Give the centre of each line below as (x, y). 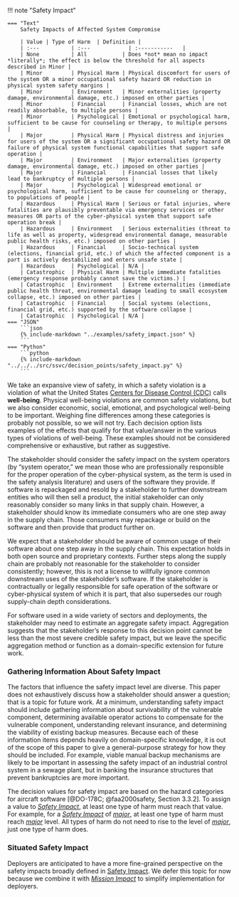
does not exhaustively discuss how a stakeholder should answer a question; (119, 695)
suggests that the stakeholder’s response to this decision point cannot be (115, 630)
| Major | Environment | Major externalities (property (121, 160)
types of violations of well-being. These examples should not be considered (119, 438)
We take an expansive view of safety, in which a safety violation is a (107, 385)
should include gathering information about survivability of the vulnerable (115, 710)
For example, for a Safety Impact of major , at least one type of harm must (116, 814)
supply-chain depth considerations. (59, 601)
